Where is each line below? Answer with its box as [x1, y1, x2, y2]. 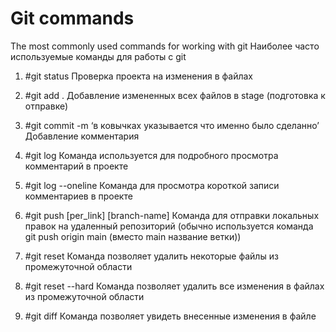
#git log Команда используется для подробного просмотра [24, 149, 279, 161]
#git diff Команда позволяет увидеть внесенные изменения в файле [24, 310, 317, 322]
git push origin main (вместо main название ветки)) [24, 230, 242, 242]
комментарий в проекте [24, 160, 129, 172]
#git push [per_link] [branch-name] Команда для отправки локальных [24, 209, 320, 221]
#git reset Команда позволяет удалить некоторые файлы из [24, 250, 279, 262]
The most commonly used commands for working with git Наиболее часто [10, 40, 320, 52]
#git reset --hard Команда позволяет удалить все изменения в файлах [24, 280, 325, 292]
